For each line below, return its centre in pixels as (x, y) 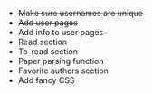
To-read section (48, 52)
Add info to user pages (61, 32)
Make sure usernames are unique (80, 13)
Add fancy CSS (46, 80)
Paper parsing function (61, 61)
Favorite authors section (63, 70)
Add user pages (48, 23)
